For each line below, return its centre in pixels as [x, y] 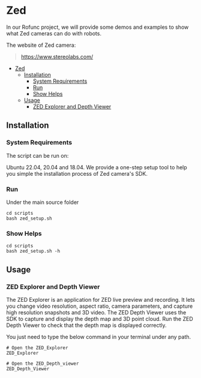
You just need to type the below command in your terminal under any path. [99, 337]
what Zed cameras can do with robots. [54, 33]
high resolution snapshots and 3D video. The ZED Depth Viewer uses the [96, 312]
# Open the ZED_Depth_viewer [43, 364]
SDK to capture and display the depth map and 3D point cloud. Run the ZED [100, 319]
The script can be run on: [37, 155]
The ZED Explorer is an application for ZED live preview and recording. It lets [100, 299]
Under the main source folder [43, 202]
